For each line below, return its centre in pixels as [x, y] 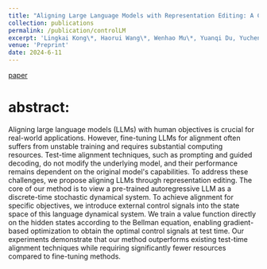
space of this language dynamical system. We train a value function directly [132, 214]
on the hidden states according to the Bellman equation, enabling [115, 222]
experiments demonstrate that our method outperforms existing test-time [128, 239]
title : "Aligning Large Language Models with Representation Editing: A [131, 16]
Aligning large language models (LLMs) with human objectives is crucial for [131, 129]
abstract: [39, 107]
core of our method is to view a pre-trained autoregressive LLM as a [120, 189]
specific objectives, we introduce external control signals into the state [124, 205]
